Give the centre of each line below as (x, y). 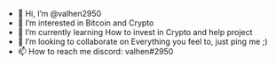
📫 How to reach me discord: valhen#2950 (95, 51)
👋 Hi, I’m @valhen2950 (59, 14)
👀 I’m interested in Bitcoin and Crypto (86, 23)
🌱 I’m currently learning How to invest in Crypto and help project (135, 32)
